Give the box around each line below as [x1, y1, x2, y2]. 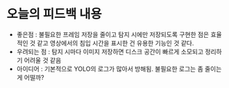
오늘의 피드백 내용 [6, 6, 102, 22]
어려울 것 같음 [24, 56, 62, 64]
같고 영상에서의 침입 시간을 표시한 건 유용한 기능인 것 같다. [37, 38, 194, 47]
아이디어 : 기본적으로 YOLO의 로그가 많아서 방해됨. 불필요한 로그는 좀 [16, 65, 204, 73]
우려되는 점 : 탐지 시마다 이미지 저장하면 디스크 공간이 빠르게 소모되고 [16, 47, 204, 56]
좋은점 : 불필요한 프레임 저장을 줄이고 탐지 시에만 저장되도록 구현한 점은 [16, 30, 210, 38]
